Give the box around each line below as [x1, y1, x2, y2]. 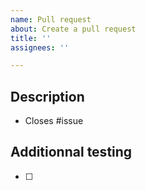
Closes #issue [24, 115, 84, 127]
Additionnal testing [10, 144, 133, 161]
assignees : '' [10, 42, 70, 53]
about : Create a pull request [10, 24, 137, 34]
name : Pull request [10, 14, 92, 25]
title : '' [10, 33, 52, 43]
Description [10, 88, 85, 105]
